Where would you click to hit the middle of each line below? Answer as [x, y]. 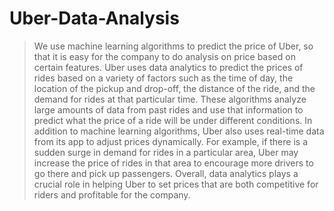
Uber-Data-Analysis [94, 18]
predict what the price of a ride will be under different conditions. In [173, 120]
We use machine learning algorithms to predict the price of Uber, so [173, 46]
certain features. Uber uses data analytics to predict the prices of [168, 67]
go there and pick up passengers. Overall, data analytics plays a [166, 173]
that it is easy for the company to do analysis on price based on [164, 56]
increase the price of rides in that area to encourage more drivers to [173, 163]
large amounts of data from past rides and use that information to [168, 109]
